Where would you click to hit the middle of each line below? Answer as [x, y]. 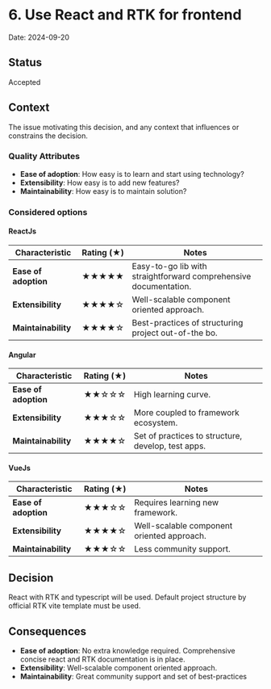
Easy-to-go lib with [169, 266]
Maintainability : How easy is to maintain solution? [103, 191]
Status [25, 63]
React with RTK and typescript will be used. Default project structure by [127, 597]
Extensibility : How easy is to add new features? [100, 183]
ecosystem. [156, 423]
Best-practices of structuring [188, 322]
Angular [22, 355]
